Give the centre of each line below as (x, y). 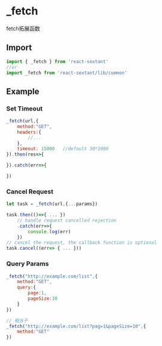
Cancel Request (30, 192)
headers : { (29, 132)
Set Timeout (25, 108)
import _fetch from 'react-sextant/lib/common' (67, 73)
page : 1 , (37, 293)
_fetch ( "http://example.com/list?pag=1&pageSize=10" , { (76, 326)
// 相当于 (17, 320)
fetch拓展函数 (23, 28)
